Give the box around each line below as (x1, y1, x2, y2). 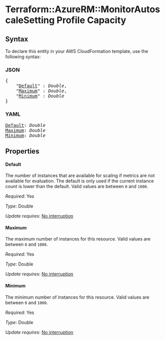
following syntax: (5, 54, 41, 60)
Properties (5, 147, 40, 155)
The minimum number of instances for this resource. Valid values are (5, 294, 150, 300)
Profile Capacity (56, 14, 126, 26)
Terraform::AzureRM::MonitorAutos (5, 4, 160, 15)
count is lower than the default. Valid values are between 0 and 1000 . (5, 184, 148, 190)
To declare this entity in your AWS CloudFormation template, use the (5, 48, 148, 54)
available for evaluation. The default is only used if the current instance (5, 178, 154, 184)
